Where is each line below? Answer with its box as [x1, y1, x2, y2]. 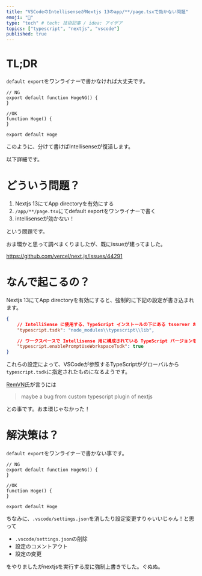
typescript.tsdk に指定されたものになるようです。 [6, 368, 130, 375]
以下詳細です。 [6, 156, 43, 163]
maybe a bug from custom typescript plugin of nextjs [20, 393, 153, 400]
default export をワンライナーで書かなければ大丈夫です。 [6, 77, 148, 85]
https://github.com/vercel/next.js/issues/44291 [6, 253, 123, 259]
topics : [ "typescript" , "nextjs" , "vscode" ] [6, 25, 120, 32]
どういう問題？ [6, 179, 81, 193]
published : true [6, 31, 47, 37]
